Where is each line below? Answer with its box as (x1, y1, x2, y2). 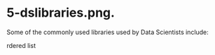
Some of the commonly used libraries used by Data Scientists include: (6, 28, 209, 36)
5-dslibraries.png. (6, 5, 115, 21)
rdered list (6, 41, 36, 49)
